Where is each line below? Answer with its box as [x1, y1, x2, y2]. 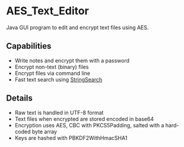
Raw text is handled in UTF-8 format [14, 109, 104, 116]
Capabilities [6, 41, 52, 51]
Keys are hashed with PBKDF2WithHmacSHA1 [14, 134, 128, 141]
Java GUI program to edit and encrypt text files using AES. [6, 24, 149, 31]
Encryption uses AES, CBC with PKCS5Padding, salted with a [14, 121, 164, 129]
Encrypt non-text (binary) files [14, 63, 89, 70]
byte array [31, 128, 58, 135]
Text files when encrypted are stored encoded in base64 [14, 115, 154, 123]
